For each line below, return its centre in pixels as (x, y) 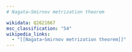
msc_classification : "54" (39, 28)
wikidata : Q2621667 (31, 23)
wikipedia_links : (28, 34)
